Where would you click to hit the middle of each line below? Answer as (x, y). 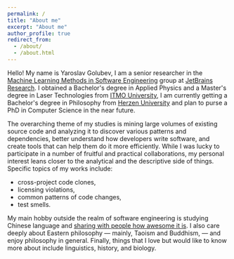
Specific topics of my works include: (60, 168)
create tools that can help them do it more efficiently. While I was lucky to (113, 146)
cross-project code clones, (57, 182)
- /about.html (34, 53)
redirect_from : (30, 40)
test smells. (34, 204)
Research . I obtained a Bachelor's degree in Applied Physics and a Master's (117, 88)
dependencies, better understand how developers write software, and (109, 138)
